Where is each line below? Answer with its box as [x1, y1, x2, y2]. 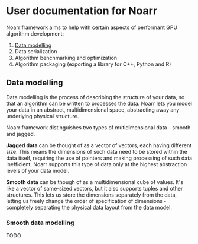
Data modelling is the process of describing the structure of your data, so [6, 93, 185, 100]
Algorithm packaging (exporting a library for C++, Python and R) [14, 61, 171, 68]
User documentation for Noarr [6, 4, 158, 18]
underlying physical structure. [6, 112, 79, 119]
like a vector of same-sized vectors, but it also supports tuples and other [6, 185, 183, 192]
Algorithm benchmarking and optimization [14, 54, 117, 61]
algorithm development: [6, 30, 64, 37]
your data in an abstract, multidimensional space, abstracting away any [6, 106, 180, 113]
